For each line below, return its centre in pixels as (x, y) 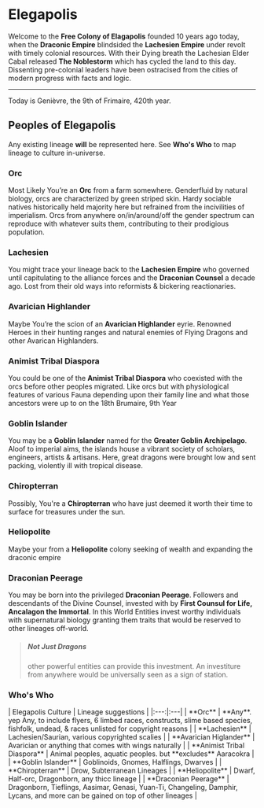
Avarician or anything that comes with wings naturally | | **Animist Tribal (126, 746)
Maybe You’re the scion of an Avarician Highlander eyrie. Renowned (120, 323)
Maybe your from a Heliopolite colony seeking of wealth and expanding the (130, 549)
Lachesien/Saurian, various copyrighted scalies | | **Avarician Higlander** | (132, 737)
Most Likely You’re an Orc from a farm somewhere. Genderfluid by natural (128, 190)
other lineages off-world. (48, 629)
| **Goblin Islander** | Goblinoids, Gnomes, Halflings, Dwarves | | (115, 762)
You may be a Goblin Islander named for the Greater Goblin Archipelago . (128, 441)
